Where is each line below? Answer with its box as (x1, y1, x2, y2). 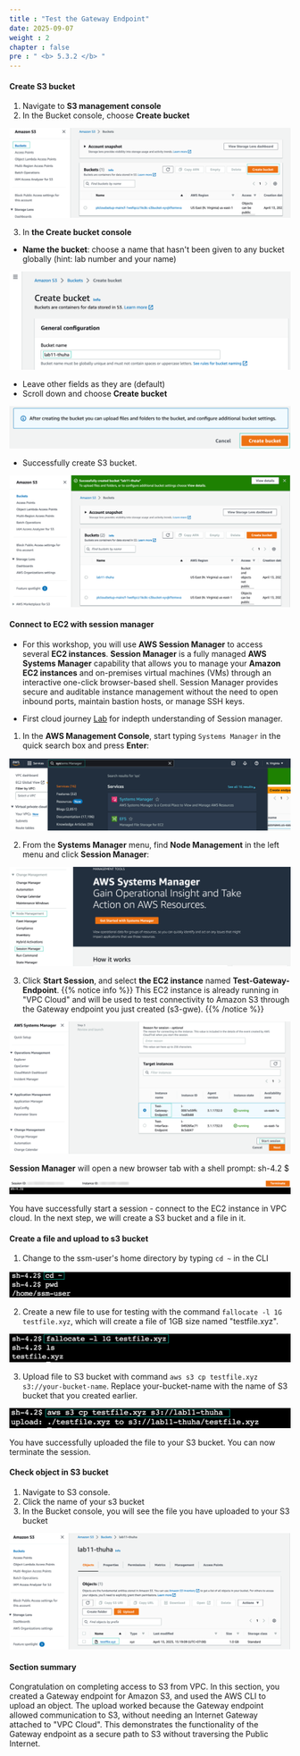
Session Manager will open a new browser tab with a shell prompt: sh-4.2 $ (9, 1163, 290, 1174)
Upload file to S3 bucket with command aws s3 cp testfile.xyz (21, 1372, 259, 1382)
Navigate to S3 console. (21, 1486, 111, 1497)
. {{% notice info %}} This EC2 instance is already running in (56, 984, 279, 996)
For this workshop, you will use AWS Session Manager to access (21, 639, 263, 650)
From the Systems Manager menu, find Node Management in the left (21, 840, 279, 851)
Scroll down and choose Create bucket (21, 389, 168, 399)
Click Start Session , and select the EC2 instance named (21, 975, 231, 986)
